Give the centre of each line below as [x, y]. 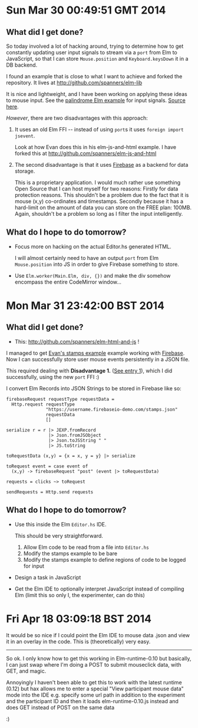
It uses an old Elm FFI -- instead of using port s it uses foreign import [99, 129]
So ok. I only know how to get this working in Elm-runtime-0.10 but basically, [99, 658]
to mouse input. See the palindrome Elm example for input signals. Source [96, 100]
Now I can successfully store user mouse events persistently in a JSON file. [98, 359]
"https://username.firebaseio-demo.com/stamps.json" [112, 409]
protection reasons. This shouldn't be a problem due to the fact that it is [102, 195]
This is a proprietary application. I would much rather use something [98, 182]
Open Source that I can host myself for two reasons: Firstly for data [96, 189]
